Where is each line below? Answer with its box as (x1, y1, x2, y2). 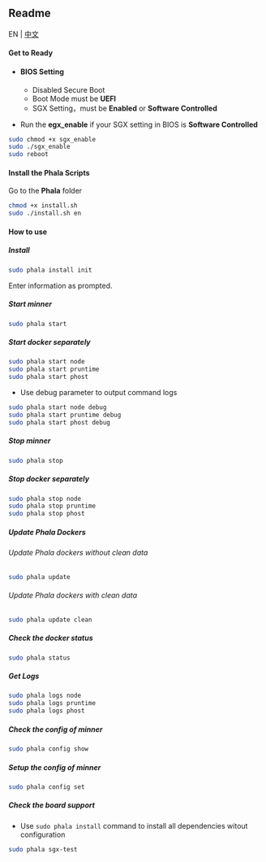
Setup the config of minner (8, 762, 101, 772)
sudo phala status (8, 654, 71, 662)
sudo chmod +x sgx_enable (8, 135, 96, 143)
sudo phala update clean (8, 616, 92, 624)
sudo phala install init (8, 266, 92, 274)
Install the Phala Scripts (8, 168, 91, 177)
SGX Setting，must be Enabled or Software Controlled (32, 103, 217, 113)
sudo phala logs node (8, 691, 82, 700)
